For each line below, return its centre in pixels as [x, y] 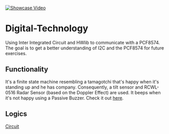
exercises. [16, 53]
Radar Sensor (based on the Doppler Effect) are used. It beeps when [89, 92]
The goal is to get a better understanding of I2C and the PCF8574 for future [85, 48]
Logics [16, 114]
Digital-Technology [47, 29]
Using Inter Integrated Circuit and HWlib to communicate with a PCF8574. [83, 42]
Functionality [27, 70]
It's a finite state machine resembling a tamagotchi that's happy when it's [82, 82]
